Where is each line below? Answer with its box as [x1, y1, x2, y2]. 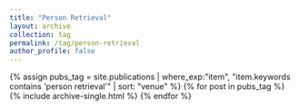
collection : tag [9, 30, 71, 39]
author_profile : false [9, 47, 95, 56]
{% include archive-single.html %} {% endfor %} [9, 91, 193, 102]
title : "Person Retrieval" [9, 13, 112, 23]
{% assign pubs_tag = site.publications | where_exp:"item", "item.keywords [9, 71, 291, 82]
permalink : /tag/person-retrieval [9, 38, 141, 48]
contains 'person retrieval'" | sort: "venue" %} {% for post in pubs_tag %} [9, 81, 285, 92]
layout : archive [9, 22, 71, 31]
